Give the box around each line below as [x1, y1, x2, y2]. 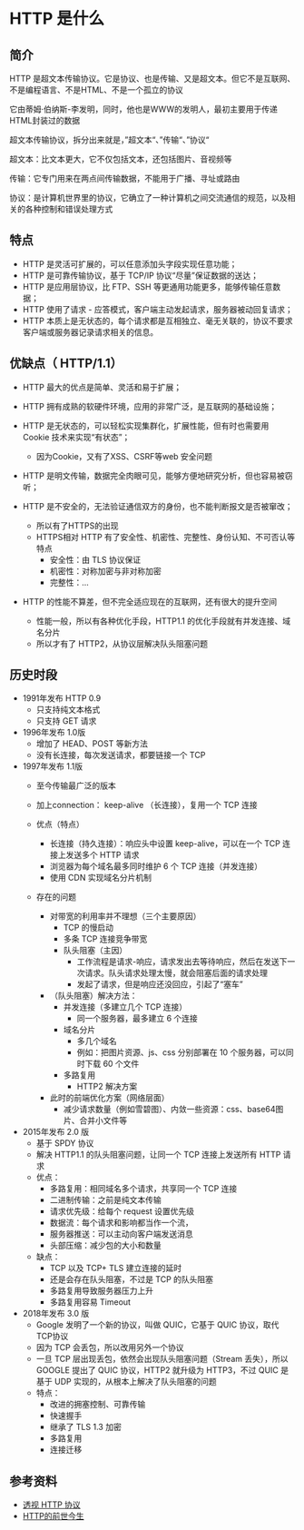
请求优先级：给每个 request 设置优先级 [49, 1206, 195, 1217]
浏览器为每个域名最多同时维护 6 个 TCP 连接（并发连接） [49, 861, 263, 872]
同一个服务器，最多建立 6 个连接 [76, 1013, 198, 1024]
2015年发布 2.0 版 [22, 1127, 90, 1138]
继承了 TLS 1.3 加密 [49, 1422, 123, 1433]
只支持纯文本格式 [35, 705, 101, 716]
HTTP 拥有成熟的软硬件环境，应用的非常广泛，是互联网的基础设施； [22, 400, 278, 411]
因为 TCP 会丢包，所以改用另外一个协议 [35, 1342, 184, 1353]
